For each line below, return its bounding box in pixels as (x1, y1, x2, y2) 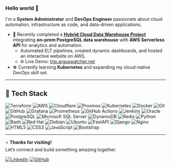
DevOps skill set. (12, 70, 48, 76)
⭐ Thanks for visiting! (5, 140, 52, 146)
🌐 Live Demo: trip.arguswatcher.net (20, 59, 95, 65)
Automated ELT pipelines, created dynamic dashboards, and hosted (20, 48, 163, 54)
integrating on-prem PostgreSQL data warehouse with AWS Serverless (12, 37, 165, 43)
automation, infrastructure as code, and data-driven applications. (5, 21, 142, 27)
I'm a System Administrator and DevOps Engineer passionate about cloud (5, 16, 163, 22)
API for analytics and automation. (12, 42, 83, 48)
